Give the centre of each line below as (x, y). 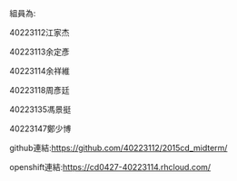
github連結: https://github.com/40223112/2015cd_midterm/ (118, 148)
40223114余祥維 (40, 71)
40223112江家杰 (39, 33)
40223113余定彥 (39, 52)
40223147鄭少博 (40, 129)
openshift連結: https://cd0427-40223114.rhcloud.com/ (110, 167)
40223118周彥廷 (39, 90)
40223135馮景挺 (40, 110)
